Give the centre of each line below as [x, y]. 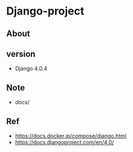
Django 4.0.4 [31, 68]
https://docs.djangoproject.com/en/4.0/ [64, 142]
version [21, 54]
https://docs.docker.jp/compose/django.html [71, 136]
